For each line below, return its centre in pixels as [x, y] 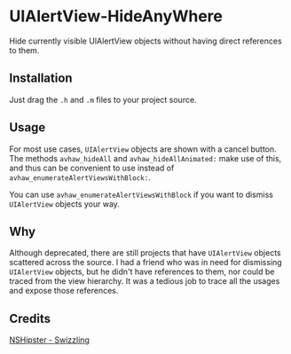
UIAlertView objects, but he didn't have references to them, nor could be [142, 271]
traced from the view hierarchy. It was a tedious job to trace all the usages [145, 281]
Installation [41, 79]
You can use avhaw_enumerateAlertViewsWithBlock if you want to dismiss [141, 194]
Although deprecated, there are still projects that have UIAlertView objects [145, 253]
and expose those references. [64, 291]
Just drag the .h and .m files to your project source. [103, 99]
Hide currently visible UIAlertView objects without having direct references [145, 41]
